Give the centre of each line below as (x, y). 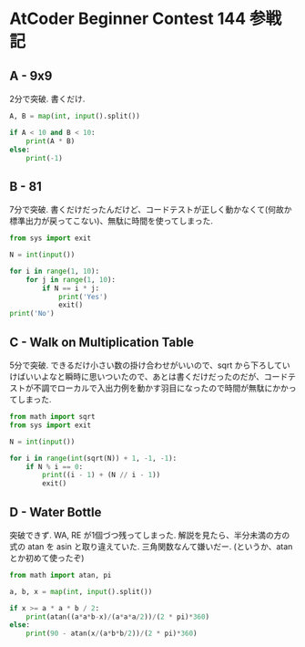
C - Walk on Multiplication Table (102, 342)
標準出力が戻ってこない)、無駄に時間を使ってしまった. (112, 221)
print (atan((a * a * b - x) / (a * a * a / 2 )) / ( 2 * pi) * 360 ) (118, 617)
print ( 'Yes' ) (82, 297)
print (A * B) (51, 141)
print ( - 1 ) (45, 158)
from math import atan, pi (61, 575)
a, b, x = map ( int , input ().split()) (81, 591)
